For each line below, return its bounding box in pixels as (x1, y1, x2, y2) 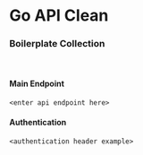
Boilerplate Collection (9, 38, 105, 50)
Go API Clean (9, 5, 109, 26)
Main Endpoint (9, 78, 65, 90)
